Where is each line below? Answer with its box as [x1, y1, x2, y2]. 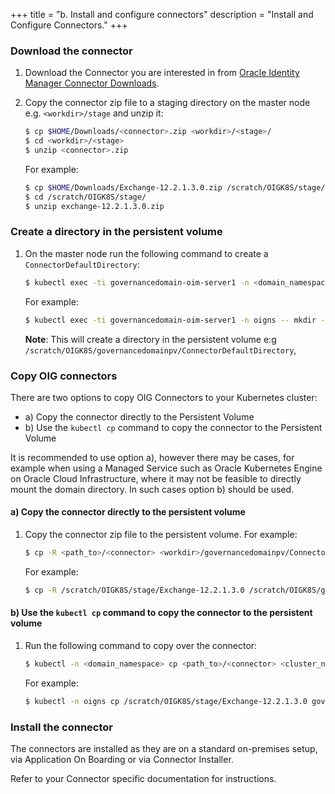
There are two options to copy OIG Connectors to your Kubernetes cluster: [10, 391, 318, 403]
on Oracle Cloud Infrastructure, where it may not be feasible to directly [10, 472, 302, 484]
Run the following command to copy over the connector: [24, 640, 258, 652]
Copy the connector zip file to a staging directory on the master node [24, 97, 311, 109]
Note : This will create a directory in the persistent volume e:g [24, 333, 277, 345]
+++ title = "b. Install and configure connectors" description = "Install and [10, 9, 314, 20]
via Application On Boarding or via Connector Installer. [10, 754, 234, 766]
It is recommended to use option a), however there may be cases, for [10, 451, 295, 463]
